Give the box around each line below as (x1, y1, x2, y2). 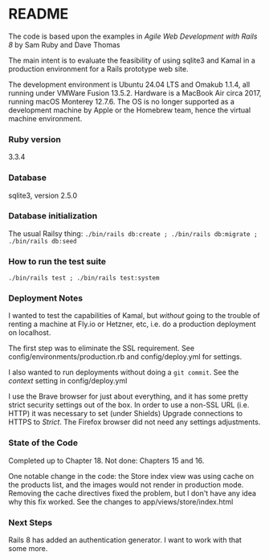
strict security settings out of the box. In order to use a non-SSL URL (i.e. (8, 400, 250, 410)
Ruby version (8, 133, 62, 145)
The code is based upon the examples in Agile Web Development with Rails (8, 31, 258, 41)
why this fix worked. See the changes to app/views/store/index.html (8, 497, 234, 506)
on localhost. (8, 328, 51, 337)
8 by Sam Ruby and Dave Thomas (8, 39, 120, 49)
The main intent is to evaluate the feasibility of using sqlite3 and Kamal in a (8, 55, 255, 65)
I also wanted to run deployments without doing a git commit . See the (8, 367, 239, 378)
